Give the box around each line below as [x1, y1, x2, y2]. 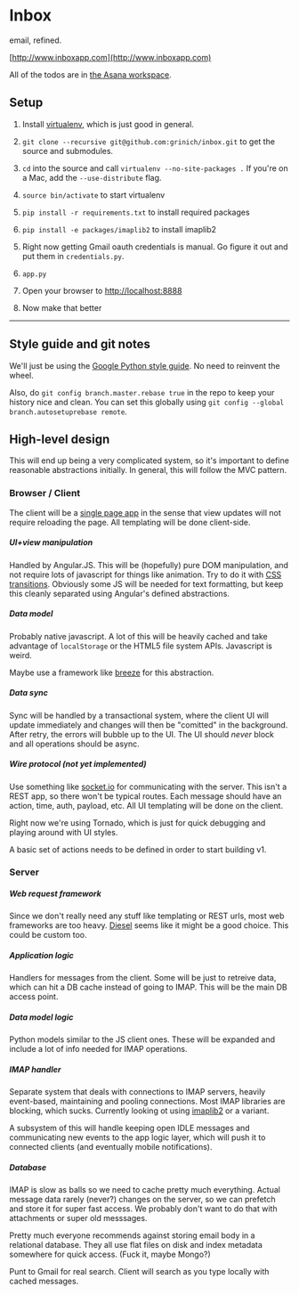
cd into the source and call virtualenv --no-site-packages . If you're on [21, 162, 289, 174]
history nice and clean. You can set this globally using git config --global [9, 396, 285, 407]
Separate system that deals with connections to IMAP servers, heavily [9, 1087, 266, 1097]
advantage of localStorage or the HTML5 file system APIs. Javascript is [9, 640, 273, 651]
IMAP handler [9, 1063, 61, 1074]
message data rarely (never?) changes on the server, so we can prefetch [9, 1194, 276, 1205]
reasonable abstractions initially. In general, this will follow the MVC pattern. [9, 465, 287, 476]
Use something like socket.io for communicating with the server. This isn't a [9, 781, 287, 792]
